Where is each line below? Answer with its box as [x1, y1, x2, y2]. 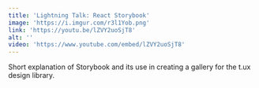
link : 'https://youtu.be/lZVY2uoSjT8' [8, 26, 136, 34]
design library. [8, 71, 55, 80]
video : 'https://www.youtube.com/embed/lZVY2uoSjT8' [8, 41, 186, 49]
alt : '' [8, 33, 34, 42]
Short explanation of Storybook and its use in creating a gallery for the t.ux [8, 62, 251, 71]
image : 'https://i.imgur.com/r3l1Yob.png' [8, 19, 150, 27]
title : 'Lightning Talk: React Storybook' [8, 11, 150, 20]
